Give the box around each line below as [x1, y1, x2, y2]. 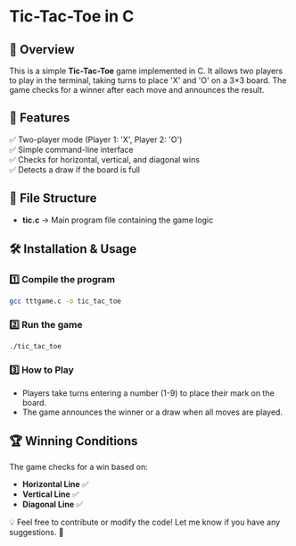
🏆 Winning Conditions [9, 433, 138, 449]
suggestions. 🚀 [9, 527, 64, 538]
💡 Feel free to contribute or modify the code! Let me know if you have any [9, 517, 281, 528]
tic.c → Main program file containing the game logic [21, 214, 214, 225]
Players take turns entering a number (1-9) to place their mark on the [21, 387, 275, 399]
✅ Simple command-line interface [9, 144, 134, 155]
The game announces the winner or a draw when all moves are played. [21, 407, 284, 417]
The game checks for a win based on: [9, 462, 149, 473]
